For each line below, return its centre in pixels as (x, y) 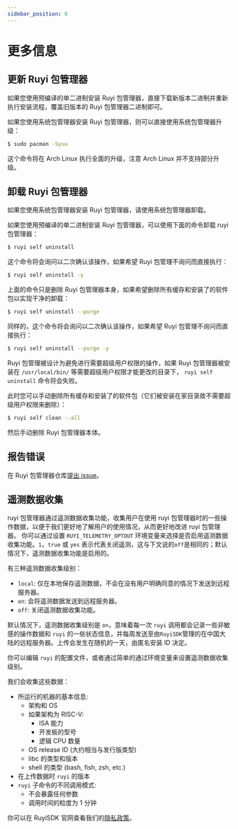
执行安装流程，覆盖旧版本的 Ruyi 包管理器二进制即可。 (87, 106)
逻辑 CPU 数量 (59, 741)
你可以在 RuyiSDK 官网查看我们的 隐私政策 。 (72, 818)
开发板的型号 (57, 732)
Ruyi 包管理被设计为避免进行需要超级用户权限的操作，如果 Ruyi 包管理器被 (116, 362)
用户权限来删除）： (40, 404)
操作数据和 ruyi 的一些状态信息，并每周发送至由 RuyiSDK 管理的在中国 (119, 634)
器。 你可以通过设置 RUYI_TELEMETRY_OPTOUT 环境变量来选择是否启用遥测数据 (118, 536)
